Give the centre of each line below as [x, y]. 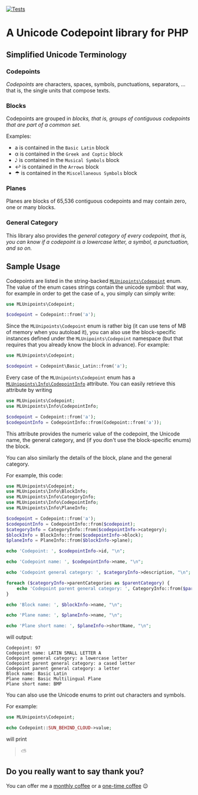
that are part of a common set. [44, 125]
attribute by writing [29, 390]
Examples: [19, 136]
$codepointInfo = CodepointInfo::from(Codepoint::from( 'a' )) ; [84, 422]
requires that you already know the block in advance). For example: [88, 345]
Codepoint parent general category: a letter [63, 669]
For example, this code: [34, 475]
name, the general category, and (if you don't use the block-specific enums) [99, 440]
